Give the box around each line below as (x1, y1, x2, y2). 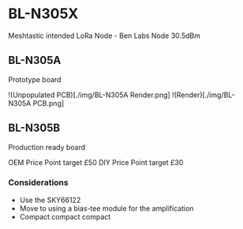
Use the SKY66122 (19, 195, 81, 205)
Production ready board (8, 142, 86, 152)
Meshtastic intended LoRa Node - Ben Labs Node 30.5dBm (8, 31, 201, 40)
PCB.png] (32, 98, 65, 107)
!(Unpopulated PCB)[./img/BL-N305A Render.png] (8, 90, 171, 99)
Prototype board (8, 74, 62, 84)
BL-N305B (8, 122, 61, 135)
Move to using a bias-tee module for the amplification (19, 203, 195, 213)
